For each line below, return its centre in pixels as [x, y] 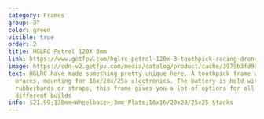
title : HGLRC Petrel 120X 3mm [58, 52]
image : [19, 67]
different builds [44, 96]
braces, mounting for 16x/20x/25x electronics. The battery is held [130, 81]
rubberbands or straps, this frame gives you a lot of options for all [135, 88]
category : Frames [37, 15]
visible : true [31, 37]
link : [17, 59]
